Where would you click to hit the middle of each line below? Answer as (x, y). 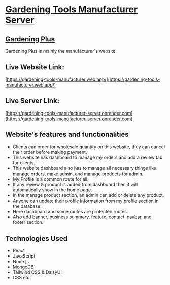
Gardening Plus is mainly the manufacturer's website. (61, 51)
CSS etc (21, 278)
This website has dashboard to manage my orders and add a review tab (88, 158)
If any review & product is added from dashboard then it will (75, 185)
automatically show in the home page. (52, 190)
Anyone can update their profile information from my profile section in (86, 201)
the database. (27, 206)
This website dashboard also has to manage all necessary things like (84, 168)
